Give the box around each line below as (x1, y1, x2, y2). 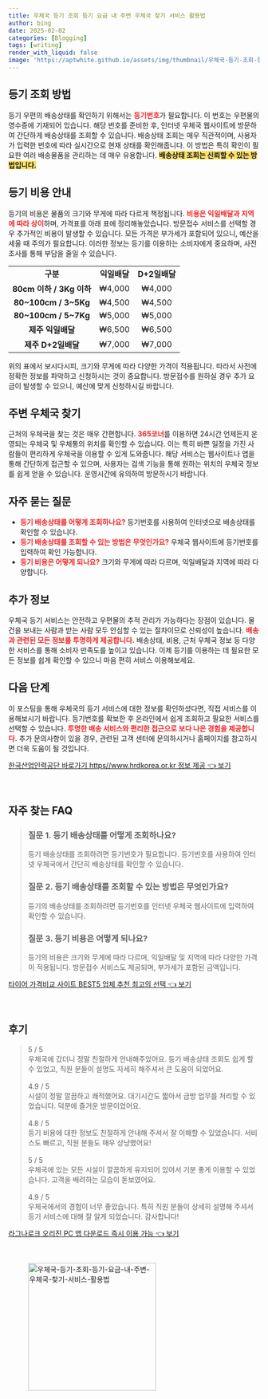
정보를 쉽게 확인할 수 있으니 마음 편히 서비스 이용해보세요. (16, 655, 195, 664)
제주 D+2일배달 (24, 339, 80, 350)
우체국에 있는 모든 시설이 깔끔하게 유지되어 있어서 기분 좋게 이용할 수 (27, 1165, 241, 1174)
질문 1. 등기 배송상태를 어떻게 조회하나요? (27, 830, 177, 841)
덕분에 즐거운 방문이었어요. (57, 1101, 141, 1110)
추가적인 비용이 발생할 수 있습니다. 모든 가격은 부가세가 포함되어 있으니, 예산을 (16, 228, 259, 238)
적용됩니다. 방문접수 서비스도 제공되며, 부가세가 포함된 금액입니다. (36, 963, 241, 972)
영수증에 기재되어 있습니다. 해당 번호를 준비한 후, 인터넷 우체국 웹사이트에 (8, 120, 236, 130)
